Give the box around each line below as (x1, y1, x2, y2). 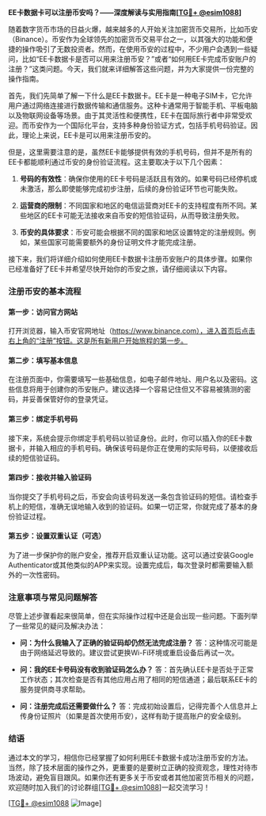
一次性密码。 (21, 570, 64, 579)
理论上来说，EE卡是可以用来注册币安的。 (21, 131, 156, 139)
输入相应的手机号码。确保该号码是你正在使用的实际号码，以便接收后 (35, 443, 258, 452)
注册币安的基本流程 (8, 285, 82, 296)
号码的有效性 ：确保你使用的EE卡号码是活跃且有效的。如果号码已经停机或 (19, 174, 257, 183)
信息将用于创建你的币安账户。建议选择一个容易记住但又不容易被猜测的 (14, 384, 244, 395)
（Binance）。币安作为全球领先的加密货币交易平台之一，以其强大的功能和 (8, 35, 247, 44)
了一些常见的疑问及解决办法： (8, 621, 105, 631)
